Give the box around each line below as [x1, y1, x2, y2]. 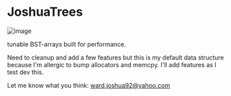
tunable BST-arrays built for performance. [7, 40, 126, 48]
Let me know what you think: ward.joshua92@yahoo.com [7, 81, 170, 89]
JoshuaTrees [7, 4, 83, 20]
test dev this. [7, 68, 44, 76]
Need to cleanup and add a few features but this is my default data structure [7, 53, 224, 62]
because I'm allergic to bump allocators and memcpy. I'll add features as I [7, 60, 217, 69]
